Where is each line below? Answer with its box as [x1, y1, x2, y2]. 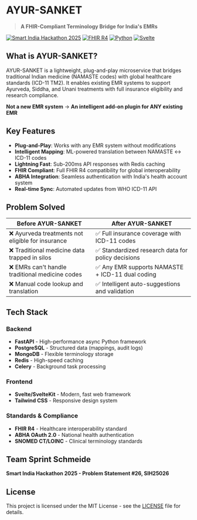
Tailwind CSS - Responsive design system [14, 397, 118, 404]
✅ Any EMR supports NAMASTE [95, 263, 184, 271]
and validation [95, 288, 134, 296]
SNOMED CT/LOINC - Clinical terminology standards [14, 437, 142, 444]
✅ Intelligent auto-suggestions [95, 280, 181, 288]
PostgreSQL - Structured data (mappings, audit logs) [14, 344, 144, 351]
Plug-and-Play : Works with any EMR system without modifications [14, 142, 176, 149]
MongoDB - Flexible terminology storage [14, 351, 114, 358]
